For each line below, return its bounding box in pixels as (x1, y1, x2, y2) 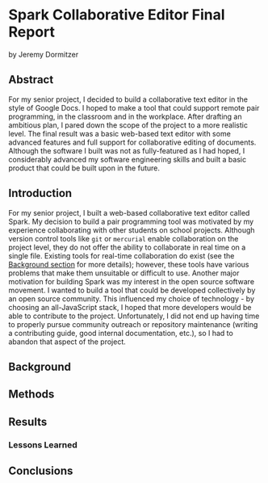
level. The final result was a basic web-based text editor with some (8, 128, 232, 138)
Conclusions (8, 464, 73, 478)
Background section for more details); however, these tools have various (8, 259, 249, 269)
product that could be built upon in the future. (8, 163, 160, 173)
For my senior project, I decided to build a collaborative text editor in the (8, 94, 249, 104)
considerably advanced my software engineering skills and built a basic (8, 154, 247, 164)
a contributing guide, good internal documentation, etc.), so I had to (8, 328, 234, 338)
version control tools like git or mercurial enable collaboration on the (8, 233, 239, 243)
